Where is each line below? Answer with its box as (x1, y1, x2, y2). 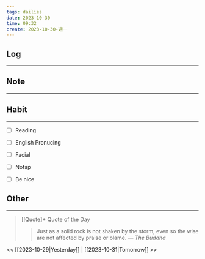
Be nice (15, 175, 35, 182)
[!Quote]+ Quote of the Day (21, 216, 90, 223)
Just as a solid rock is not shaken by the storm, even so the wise (36, 227, 200, 235)
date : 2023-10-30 (6, 15, 51, 21)
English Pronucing (15, 138, 61, 146)
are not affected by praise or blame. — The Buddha (36, 234, 166, 241)
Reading (15, 126, 37, 133)
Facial (15, 151, 31, 158)
